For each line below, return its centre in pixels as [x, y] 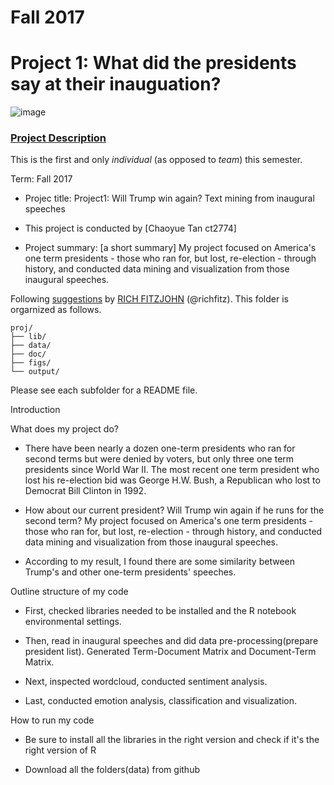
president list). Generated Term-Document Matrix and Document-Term [170, 652]
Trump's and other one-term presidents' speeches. [130, 572]
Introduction [35, 410]
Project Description [58, 138]
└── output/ [35, 372]
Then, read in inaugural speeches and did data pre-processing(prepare [171, 641]
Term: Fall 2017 [41, 179]
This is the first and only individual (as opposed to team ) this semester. [156, 160]
